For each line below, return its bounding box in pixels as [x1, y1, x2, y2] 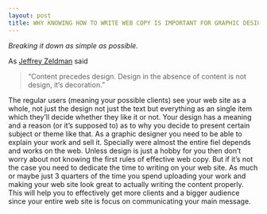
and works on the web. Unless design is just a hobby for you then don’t [8, 146, 242, 155]
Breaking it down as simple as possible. [8, 40, 139, 50]
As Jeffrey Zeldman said [8, 56, 89, 66]
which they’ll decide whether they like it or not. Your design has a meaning [8, 112, 252, 121]
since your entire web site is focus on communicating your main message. [8, 196, 252, 206]
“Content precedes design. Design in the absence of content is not [27, 71, 246, 81]
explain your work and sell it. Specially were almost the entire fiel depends [8, 137, 252, 147]
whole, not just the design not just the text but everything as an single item [8, 104, 253, 113]
